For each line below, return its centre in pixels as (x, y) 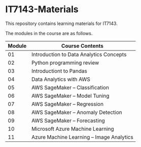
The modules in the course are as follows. (49, 33)
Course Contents (82, 46)
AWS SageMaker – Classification (70, 87)
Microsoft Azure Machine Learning (73, 129)
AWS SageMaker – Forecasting (68, 121)
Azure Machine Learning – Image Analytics (82, 137)
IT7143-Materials (42, 9)
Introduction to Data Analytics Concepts (79, 54)
